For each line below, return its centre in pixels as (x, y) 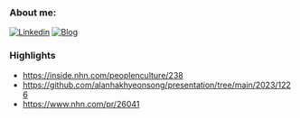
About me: (33, 13)
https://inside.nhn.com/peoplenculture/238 (103, 75)
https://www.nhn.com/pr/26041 (81, 104)
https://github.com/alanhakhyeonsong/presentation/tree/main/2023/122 (157, 85)
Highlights (33, 56)
